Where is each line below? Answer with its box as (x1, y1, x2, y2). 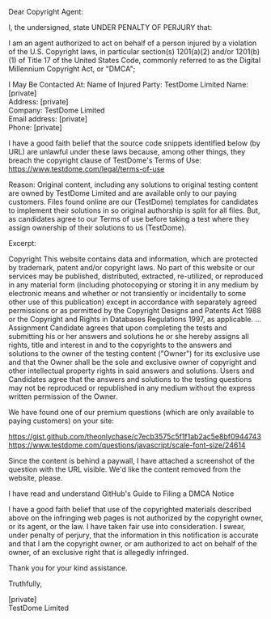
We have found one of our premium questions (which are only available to (8, 408, 255, 417)
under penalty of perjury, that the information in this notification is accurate (8, 530, 259, 540)
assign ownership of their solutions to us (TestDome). (8, 223, 187, 232)
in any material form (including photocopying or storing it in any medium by (8, 280, 259, 290)
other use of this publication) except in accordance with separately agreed (8, 297, 257, 307)
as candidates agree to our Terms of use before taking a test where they (8, 214, 250, 223)
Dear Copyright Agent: (8, 7, 83, 16)
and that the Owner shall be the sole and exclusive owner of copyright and (8, 358, 256, 367)
